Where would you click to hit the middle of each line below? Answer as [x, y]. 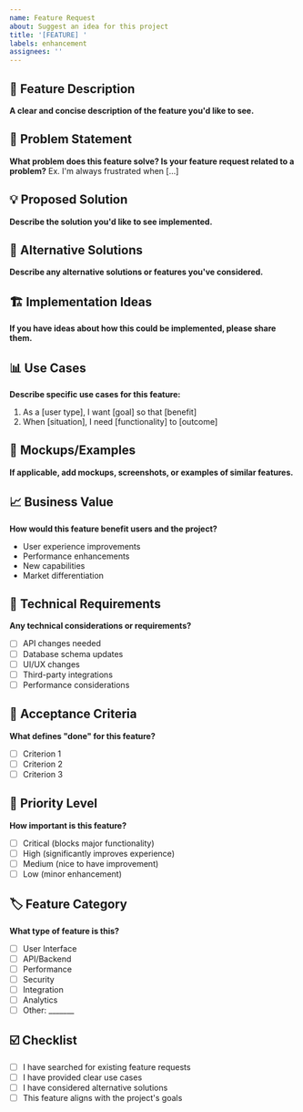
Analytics [40, 1000]
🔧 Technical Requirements [85, 604]
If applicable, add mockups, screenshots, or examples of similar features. [151, 472]
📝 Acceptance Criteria [73, 714]
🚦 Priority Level [54, 803]
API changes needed [62, 644]
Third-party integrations [68, 674]
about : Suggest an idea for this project [89, 26]
